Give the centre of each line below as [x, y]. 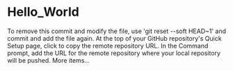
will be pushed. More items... [49, 60]
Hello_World [43, 12]
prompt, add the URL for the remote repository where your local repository [114, 53]
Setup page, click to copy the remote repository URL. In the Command [108, 45]
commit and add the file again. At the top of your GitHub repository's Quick [114, 38]
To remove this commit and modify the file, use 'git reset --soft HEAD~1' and [117, 31]
